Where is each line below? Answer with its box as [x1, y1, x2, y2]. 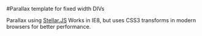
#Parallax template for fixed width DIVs [6, 5, 105, 12]
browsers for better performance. [6, 23, 91, 30]
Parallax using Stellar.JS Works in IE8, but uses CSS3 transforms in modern [6, 17, 196, 23]
